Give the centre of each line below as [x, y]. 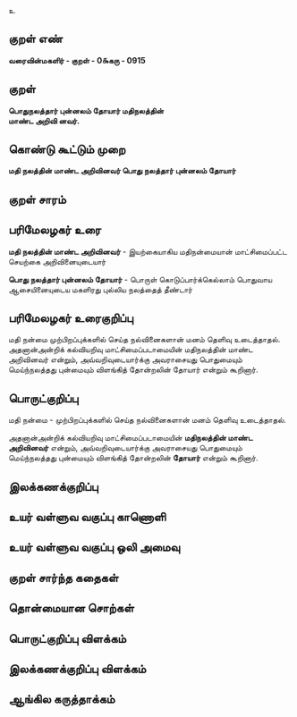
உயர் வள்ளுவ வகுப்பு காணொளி [87, 517]
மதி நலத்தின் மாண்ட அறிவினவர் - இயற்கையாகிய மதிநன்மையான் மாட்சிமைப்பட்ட [148, 251]
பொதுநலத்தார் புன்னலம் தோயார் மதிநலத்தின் [86, 110]
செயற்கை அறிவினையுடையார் [57, 261]
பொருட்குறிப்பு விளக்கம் [68, 639]
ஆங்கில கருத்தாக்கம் [62, 700]
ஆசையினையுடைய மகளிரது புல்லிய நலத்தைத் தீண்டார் [101, 289]
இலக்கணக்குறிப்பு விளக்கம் [77, 669]
